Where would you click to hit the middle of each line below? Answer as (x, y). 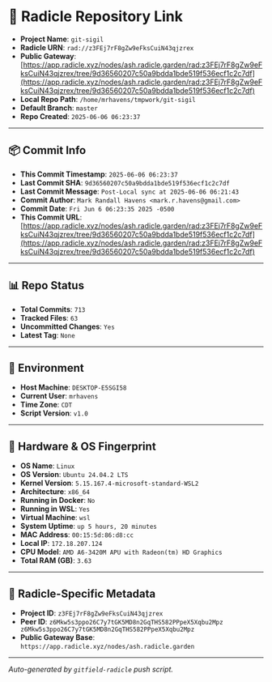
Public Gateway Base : (57, 637)
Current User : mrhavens (59, 396)
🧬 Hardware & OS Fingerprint (82, 446)
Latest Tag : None (47, 335)
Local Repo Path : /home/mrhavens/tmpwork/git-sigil (108, 99)
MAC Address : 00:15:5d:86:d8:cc (77, 535)
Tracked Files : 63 (49, 318)
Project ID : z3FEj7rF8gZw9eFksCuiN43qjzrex (91, 613)
